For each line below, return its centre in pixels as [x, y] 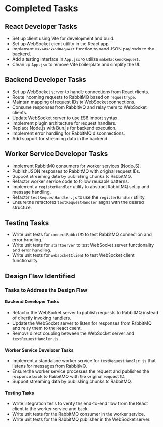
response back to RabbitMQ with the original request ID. [69, 377]
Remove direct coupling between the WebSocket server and [73, 333]
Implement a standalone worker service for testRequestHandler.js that [84, 361]
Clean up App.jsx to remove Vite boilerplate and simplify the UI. [76, 64]
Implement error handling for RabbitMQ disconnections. [68, 133]
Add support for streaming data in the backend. [60, 138]
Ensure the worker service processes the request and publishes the [81, 371]
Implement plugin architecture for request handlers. [64, 123]
